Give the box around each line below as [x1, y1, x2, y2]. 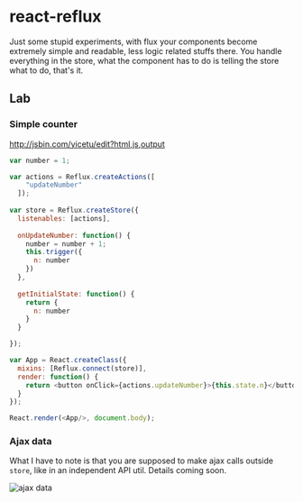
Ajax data [9, 435, 52, 448]
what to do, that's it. [9, 65, 84, 76]
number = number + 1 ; [25, 239, 106, 249]
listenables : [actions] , [17, 214, 111, 223]
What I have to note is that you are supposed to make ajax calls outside [9, 455, 273, 466]
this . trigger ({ [25, 248, 83, 257]
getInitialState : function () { [17, 289, 135, 298]
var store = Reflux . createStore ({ [9, 205, 140, 214]
